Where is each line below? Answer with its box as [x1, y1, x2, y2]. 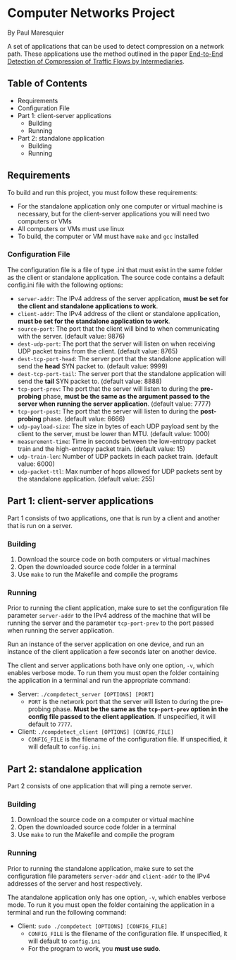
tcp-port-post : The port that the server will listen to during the [17, 406, 199, 415]
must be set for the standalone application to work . [17, 317, 170, 325]
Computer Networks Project [7, 5, 175, 21]
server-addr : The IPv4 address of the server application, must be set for [17, 294, 229, 303]
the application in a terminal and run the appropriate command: [7, 677, 191, 685]
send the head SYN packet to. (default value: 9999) [17, 362, 168, 370]
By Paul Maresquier [7, 28, 65, 37]
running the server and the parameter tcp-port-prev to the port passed [7, 619, 214, 627]
